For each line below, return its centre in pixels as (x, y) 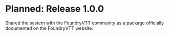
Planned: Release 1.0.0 (55, 9)
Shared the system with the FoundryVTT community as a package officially (84, 23)
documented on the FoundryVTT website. (49, 28)
